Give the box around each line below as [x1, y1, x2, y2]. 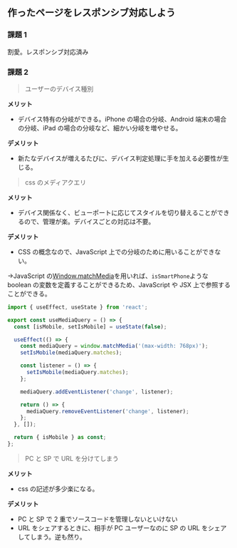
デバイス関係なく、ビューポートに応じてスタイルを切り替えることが [17, 208, 217, 217]
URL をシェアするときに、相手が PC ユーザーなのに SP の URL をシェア [17, 523, 227, 532]
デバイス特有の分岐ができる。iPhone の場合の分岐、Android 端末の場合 [17, 115, 227, 123]
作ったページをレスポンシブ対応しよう [7, 6, 176, 19]
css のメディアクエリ [24, 177, 87, 187]
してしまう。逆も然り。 [17, 532, 87, 541]
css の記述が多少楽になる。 [17, 484, 99, 493]
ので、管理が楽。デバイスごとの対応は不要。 [23, 217, 155, 226]
